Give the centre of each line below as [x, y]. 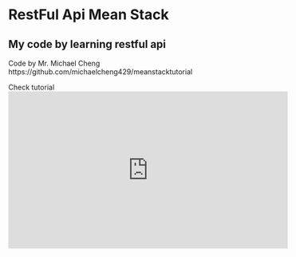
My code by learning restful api [87, 44]
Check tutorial [32, 87]
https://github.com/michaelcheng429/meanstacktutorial [101, 72]
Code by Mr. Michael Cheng [54, 63]
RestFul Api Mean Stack [89, 15]
